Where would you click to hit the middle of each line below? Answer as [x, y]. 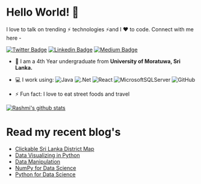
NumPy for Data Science [45, 168]
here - [14, 38]
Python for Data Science [45, 174]
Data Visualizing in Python [47, 155]
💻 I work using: [34, 79]
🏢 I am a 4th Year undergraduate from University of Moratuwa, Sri [97, 61]
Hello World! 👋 [43, 12]
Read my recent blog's [64, 132]
